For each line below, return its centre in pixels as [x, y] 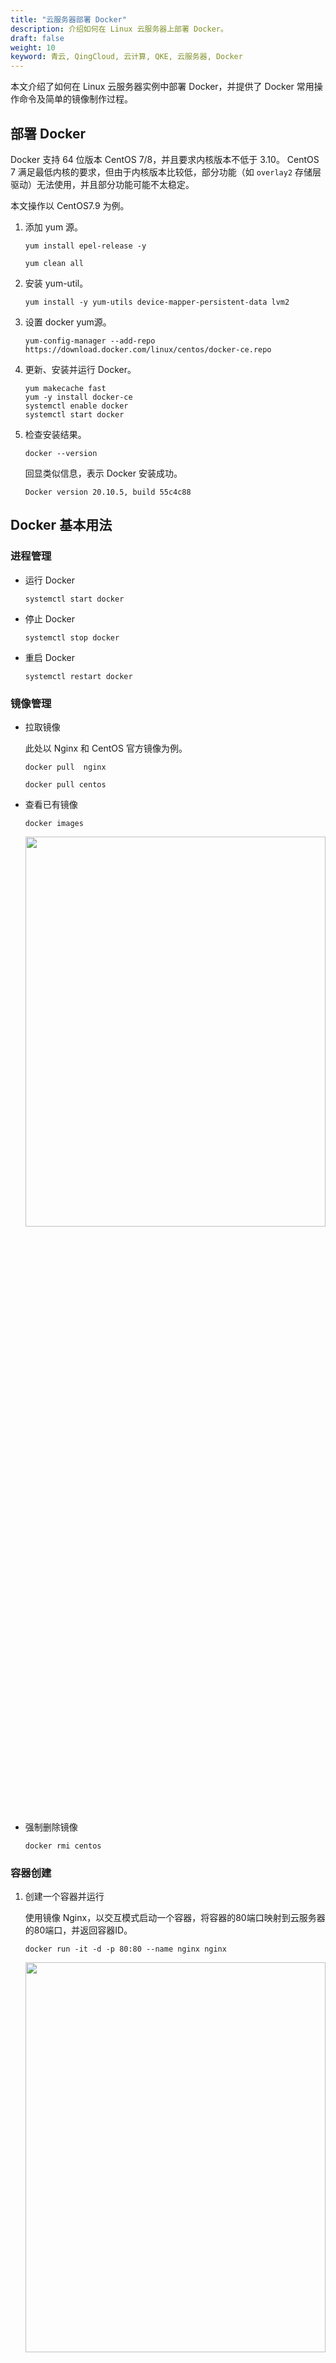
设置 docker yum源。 [68, 322]
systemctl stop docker [72, 637]
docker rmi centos [63, 1846]
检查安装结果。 [55, 434]
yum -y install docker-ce [78, 397]
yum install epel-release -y [85, 246]
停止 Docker [50, 618]
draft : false [37, 38]
